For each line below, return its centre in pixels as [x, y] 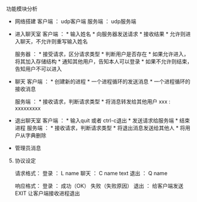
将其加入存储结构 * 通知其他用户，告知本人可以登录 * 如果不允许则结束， [104, 61]
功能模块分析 [22, 9]
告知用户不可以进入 [38, 69]
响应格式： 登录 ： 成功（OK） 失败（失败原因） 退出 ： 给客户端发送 [99, 186]
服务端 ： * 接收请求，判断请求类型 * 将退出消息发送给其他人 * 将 [106, 128]
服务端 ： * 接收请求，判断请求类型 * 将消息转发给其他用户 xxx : [93, 102]
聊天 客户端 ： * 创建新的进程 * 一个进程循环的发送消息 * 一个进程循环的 [103, 81]
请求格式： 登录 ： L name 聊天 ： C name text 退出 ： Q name [91, 173]
